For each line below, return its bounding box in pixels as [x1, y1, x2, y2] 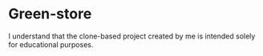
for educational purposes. [8, 39, 94, 49]
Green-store [8, 5, 92, 23]
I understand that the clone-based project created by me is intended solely [8, 31, 256, 41]
